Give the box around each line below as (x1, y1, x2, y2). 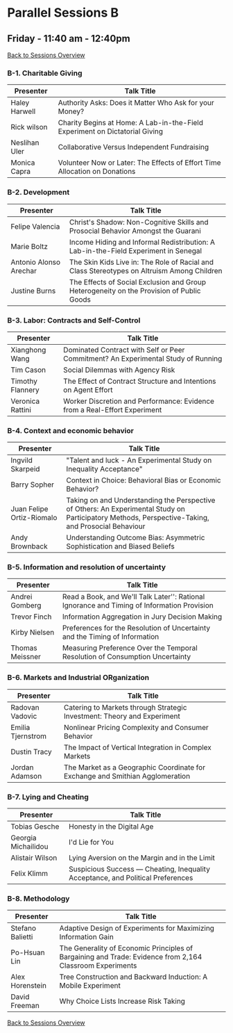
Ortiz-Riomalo (10, 513, 58, 523)
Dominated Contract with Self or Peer (63, 345, 185, 355)
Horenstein (10, 981, 47, 991)
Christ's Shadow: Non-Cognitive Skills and (69, 217, 209, 227)
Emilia (10, 722, 31, 732)
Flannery (10, 384, 40, 394)
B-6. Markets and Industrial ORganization (7, 673, 150, 683)
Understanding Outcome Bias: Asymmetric (66, 533, 205, 543)
